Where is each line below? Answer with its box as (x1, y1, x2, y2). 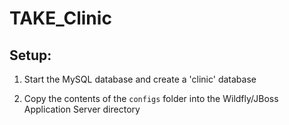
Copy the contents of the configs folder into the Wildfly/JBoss (23, 93, 279, 104)
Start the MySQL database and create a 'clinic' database (23, 73, 257, 85)
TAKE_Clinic (9, 7, 112, 30)
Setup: (9, 47, 52, 64)
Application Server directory (23, 103, 141, 115)
